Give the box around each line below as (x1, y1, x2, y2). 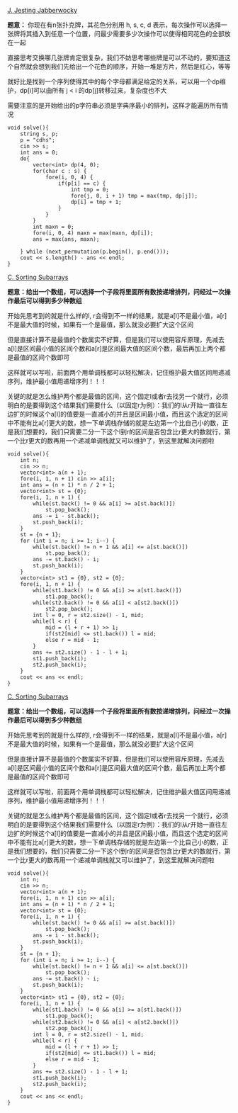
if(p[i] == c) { (57, 180, 106, 187)
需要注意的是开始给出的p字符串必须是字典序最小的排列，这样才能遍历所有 (7, 101, 222, 109)
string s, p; (20, 130, 59, 137)
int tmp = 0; (70, 186, 110, 193)
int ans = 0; (20, 149, 59, 156)
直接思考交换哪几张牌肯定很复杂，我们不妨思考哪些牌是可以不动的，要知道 (7, 53, 225, 62)
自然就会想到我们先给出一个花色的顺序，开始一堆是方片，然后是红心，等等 (13, 62, 231, 70)
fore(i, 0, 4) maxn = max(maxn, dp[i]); (33, 230, 154, 237)
